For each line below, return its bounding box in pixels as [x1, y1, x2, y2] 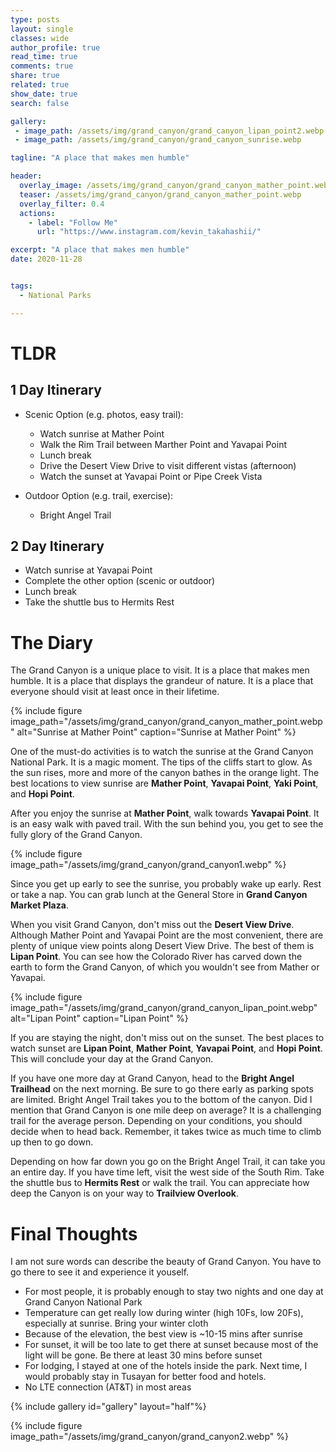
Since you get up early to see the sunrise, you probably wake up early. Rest [10, 878, 322, 890]
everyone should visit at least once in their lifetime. [10, 686, 220, 698]
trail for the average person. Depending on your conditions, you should [10, 1115, 303, 1127]
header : [10, 171, 43, 181]
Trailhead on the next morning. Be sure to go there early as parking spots [10, 1083, 314, 1095]
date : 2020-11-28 [10, 254, 83, 265]
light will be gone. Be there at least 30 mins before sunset [24, 1349, 263, 1361]
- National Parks [19, 290, 92, 300]
